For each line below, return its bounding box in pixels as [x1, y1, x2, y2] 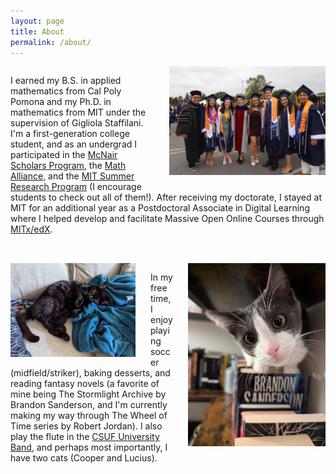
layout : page [10, 16, 65, 26]
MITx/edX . [10, 223, 53, 235]
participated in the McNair [10, 149, 118, 161]
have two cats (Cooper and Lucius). [10, 452, 158, 464]
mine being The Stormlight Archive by [10, 388, 167, 400]
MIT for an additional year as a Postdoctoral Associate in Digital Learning [10, 202, 310, 214]
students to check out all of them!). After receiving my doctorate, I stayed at [10, 191, 322, 204]
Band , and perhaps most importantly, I [10, 441, 168, 454]
